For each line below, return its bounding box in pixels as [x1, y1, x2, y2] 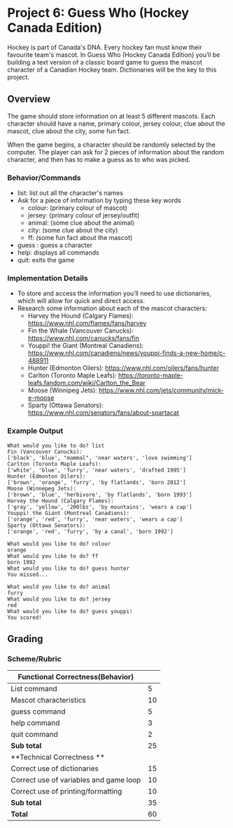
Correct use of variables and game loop [10, 775, 141, 785]
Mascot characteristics [10, 695, 86, 705]
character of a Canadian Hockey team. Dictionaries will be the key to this [7, 65, 217, 74]
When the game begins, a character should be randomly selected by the [7, 140, 216, 149]
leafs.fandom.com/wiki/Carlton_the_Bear [27, 379, 146, 387]
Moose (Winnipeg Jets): [27, 386, 98, 394]
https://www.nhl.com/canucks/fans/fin [27, 334, 140, 342]
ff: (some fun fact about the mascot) [27, 234, 133, 242]
